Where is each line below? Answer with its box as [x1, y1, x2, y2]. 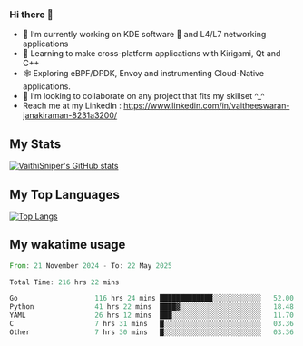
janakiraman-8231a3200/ [22, 110, 118, 121]
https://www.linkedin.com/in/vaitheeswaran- [123, 100, 290, 112]
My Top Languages [9, 186, 121, 203]
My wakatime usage [9, 237, 126, 252]
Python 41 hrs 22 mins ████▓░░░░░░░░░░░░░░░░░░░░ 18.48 [9, 302, 295, 311]
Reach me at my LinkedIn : [22, 100, 122, 112]
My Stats [9, 136, 62, 152]
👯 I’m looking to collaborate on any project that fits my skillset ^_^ [22, 91, 265, 102]
